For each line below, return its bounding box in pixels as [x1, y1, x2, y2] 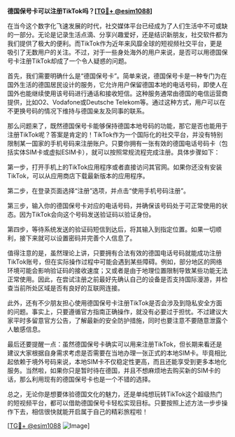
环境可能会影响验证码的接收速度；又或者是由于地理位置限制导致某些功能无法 [7, 267, 228, 274]
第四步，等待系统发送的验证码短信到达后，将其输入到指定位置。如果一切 [7, 225, 215, 234]
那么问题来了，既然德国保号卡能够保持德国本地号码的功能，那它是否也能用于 [7, 122, 228, 130]
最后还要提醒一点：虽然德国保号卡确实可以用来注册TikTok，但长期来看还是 [7, 340, 222, 348]
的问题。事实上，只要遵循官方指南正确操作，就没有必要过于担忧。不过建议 [7, 308, 222, 316]
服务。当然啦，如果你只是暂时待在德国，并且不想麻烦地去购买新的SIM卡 [7, 366, 215, 375]
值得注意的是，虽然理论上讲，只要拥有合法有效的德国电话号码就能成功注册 [7, 249, 222, 257]
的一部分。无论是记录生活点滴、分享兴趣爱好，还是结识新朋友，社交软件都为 [7, 31, 228, 39]
